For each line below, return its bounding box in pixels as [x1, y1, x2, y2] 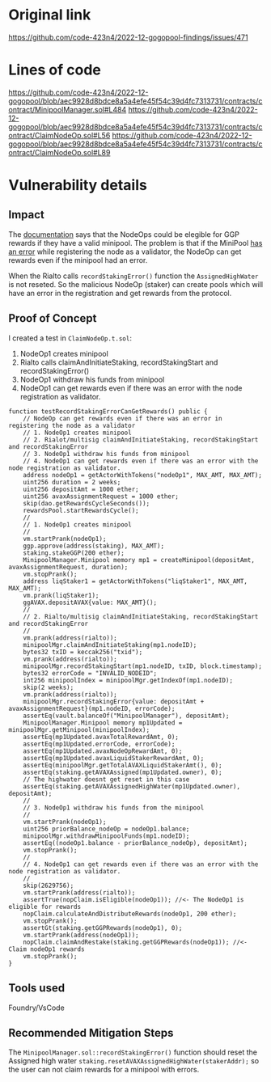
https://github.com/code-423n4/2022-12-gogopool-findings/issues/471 [8, 32, 248, 42]
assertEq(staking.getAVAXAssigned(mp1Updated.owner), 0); [23, 768, 222, 776]
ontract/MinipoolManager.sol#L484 [8, 104, 127, 114]
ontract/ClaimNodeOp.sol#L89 [8, 147, 111, 157]
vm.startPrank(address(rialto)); [23, 888, 136, 897]
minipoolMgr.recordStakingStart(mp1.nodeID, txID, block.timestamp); [23, 661, 263, 670]
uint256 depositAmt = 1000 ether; [23, 485, 139, 493]
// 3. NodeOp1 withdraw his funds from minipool [23, 450, 190, 458]
